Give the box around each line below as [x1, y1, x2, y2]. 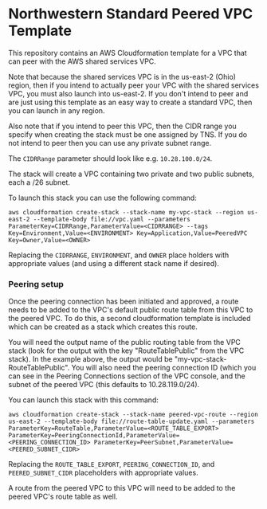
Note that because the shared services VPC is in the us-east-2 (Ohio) [8, 72, 237, 81]
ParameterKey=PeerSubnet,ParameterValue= [93, 439, 234, 447]
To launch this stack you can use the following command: [8, 193, 197, 202]
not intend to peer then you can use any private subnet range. [8, 138, 212, 147]
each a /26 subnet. [8, 177, 70, 187]
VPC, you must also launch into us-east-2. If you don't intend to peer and [8, 88, 249, 98]
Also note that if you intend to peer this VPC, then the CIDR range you [8, 121, 237, 131]
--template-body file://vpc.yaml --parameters [33, 215, 191, 223]
